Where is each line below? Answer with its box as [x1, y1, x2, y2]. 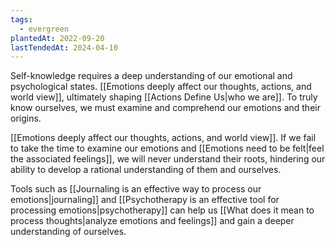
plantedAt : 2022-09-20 [10, 33, 105, 43]
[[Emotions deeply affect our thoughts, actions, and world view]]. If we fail [10, 132, 317, 144]
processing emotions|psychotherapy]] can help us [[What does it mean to [10, 204, 315, 216]
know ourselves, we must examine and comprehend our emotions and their [10, 102, 321, 114]
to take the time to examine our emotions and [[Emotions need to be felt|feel [10, 142, 325, 155]
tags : [10, 14, 33, 25]
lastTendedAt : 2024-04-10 [10, 42, 118, 53]
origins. [10, 112, 42, 125]
